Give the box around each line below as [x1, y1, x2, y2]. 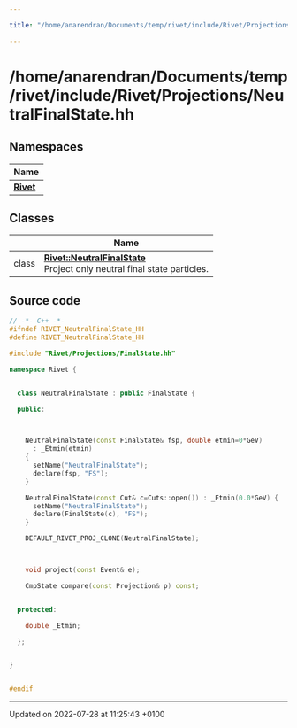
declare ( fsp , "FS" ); [32, 469, 109, 478]
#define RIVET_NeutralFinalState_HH [9, 333, 144, 342]
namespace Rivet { [9, 365, 77, 374]
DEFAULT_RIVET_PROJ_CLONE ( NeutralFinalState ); [25, 534, 200, 543]
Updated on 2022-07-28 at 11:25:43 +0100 [9, 709, 165, 720]
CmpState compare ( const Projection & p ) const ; [25, 581, 200, 590]
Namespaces [9, 139, 84, 155]
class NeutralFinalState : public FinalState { [17, 389, 196, 398]
